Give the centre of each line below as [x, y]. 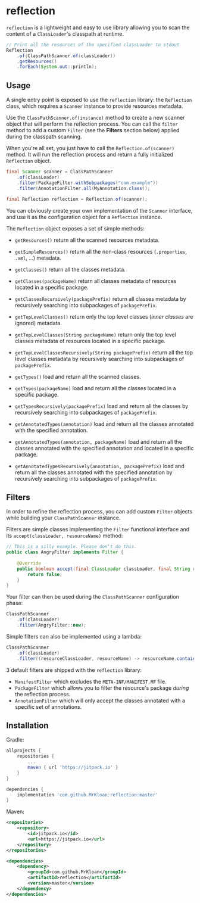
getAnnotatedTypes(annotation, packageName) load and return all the [99, 441]
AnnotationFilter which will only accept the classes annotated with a [100, 700]
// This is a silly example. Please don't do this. [71, 547]
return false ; [45, 574]
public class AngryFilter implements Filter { [65, 552]
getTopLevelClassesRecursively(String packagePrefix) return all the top [104, 352]
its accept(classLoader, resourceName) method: [65, 536]
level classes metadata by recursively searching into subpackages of [99, 359]
